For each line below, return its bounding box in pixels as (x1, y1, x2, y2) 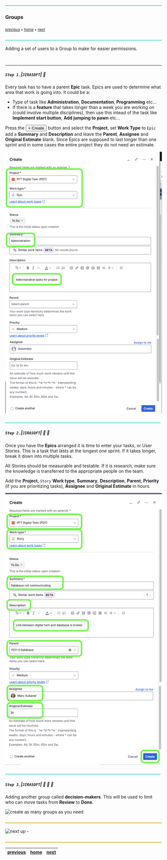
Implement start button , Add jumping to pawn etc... (12, 115, 120, 121)
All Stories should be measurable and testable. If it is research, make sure (5, 463, 156, 469)
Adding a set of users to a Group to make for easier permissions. (5, 45, 138, 51)
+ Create (28, 125, 45, 131)
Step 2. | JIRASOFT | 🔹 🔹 (5, 430, 50, 436)
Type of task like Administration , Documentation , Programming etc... (12, 99, 157, 105)
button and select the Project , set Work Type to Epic (48, 125, 156, 131)
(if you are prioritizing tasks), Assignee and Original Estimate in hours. (5, 483, 151, 489)
